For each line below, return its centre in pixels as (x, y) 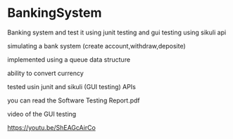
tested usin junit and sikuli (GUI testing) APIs (71, 86)
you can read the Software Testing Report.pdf (74, 100)
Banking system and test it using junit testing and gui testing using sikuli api (117, 32)
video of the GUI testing (42, 114)
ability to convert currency (46, 73)
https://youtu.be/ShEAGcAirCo (52, 127)
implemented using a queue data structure (69, 59)
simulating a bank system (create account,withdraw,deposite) (97, 46)
